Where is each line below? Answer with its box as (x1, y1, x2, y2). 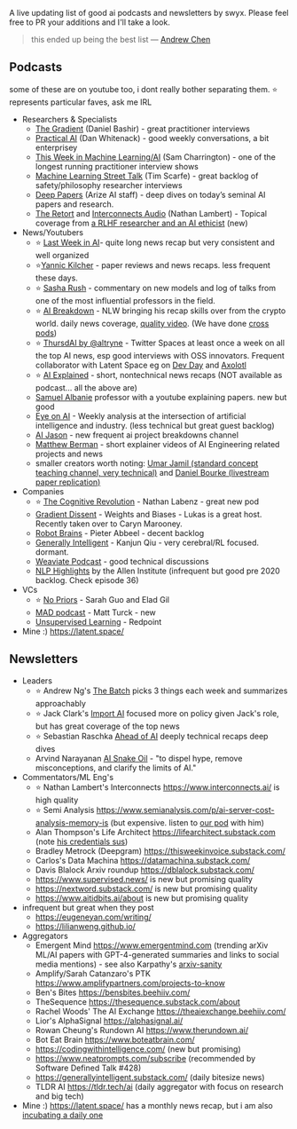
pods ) (35, 328, 58, 338)
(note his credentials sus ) (35, 836, 129, 847)
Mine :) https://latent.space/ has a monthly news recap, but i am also (21, 1100, 273, 1110)
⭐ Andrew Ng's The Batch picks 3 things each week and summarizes (35, 685, 288, 696)
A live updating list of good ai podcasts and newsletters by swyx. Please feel (9, 8, 289, 18)
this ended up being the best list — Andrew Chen (30, 35, 211, 44)
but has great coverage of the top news (35, 721, 180, 731)
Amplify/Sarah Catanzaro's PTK (35, 967, 151, 979)
